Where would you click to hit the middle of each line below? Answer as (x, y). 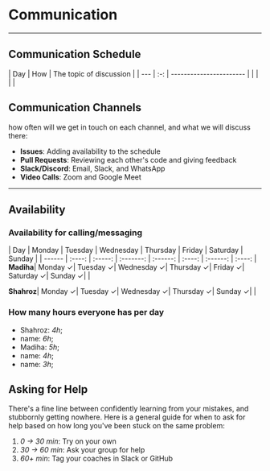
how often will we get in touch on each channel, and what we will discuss (130, 127)
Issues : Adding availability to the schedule (90, 151)
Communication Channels (75, 107)
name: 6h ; (37, 338)
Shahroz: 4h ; (41, 330)
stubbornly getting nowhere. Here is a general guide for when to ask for (127, 417)
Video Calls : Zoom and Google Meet (81, 177)
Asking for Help (48, 389)
